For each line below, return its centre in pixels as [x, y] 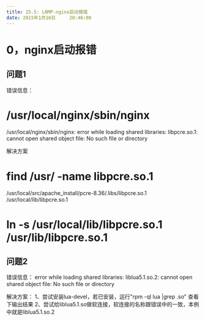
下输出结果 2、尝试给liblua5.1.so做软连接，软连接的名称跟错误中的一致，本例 [103, 304]
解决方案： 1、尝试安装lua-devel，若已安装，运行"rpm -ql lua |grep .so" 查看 [102, 297]
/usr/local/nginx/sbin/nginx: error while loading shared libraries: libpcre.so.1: [102, 132]
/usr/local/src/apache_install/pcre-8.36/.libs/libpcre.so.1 [76, 193]
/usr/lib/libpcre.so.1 [57, 238]
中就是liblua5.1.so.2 [31, 312]
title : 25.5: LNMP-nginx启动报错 [47, 12]
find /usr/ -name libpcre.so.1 [80, 176]
